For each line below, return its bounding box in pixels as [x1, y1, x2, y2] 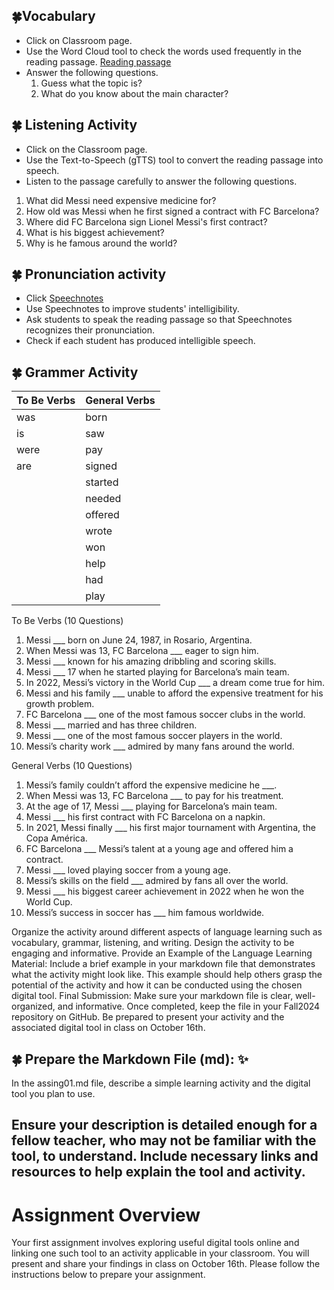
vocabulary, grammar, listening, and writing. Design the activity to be [11, 937, 295, 949]
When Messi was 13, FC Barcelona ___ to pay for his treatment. [25, 790, 284, 802]
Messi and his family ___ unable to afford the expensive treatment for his [25, 687, 324, 699]
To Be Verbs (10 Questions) [11, 615, 124, 627]
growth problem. [25, 698, 95, 710]
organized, [11, 1000, 56, 1013]
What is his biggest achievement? [25, 226, 165, 238]
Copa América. [25, 832, 88, 844]
